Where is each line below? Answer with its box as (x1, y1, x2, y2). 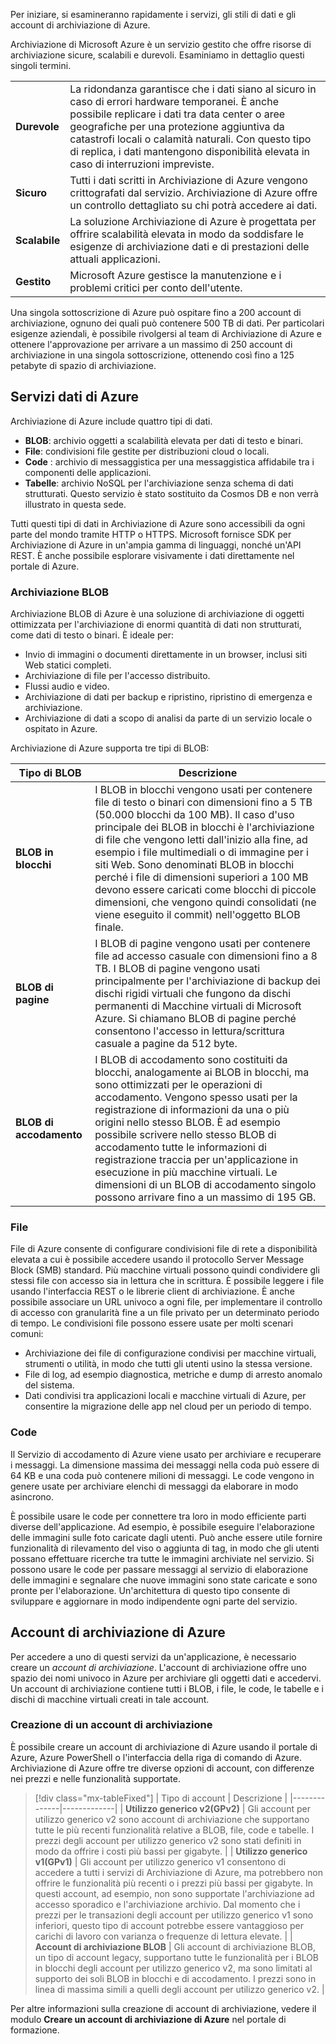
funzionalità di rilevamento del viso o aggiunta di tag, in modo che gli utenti (10, 1542, 320, 1554)
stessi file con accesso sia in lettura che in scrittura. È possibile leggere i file (10, 1275, 325, 1287)
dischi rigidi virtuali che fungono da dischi (94, 987, 292, 1001)
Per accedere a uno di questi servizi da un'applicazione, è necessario (10, 1650, 297, 1663)
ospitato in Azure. (24, 723, 98, 735)
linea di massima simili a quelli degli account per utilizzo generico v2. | (34, 1983, 325, 1995)
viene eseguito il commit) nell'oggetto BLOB (94, 908, 301, 922)
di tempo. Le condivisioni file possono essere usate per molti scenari (10, 1317, 294, 1329)
